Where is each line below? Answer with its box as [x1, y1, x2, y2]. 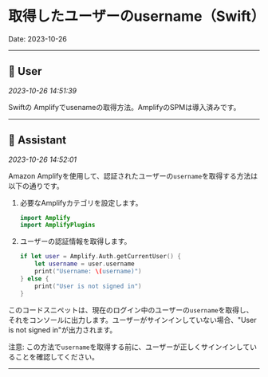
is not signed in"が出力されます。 [8, 324, 117, 335]
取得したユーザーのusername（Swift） [8, 7, 266, 26]
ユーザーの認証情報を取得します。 [19, 237, 132, 246]
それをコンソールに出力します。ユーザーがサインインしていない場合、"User [8, 315, 257, 324]
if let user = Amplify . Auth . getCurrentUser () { [19, 253, 182, 261]
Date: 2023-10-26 [8, 33, 68, 44]
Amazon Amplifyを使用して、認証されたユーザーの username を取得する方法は [8, 171, 258, 180]
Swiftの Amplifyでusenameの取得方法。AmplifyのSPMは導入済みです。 [8, 102, 241, 112]
